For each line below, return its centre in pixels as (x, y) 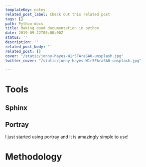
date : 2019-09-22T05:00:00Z (34, 33)
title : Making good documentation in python (52, 28)
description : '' (22, 42)
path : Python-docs (24, 24)
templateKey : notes (25, 10)
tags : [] (14, 19)
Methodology (34, 157)
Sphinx (16, 108)
